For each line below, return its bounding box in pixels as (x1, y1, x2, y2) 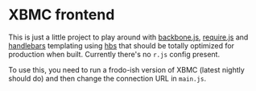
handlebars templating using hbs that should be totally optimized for (8, 40, 235, 50)
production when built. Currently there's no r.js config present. (8, 49, 220, 59)
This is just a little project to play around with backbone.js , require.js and (8, 32, 249, 42)
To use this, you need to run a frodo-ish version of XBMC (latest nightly (8, 64, 246, 74)
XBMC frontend (8, 6, 115, 24)
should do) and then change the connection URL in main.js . (8, 73, 207, 83)
